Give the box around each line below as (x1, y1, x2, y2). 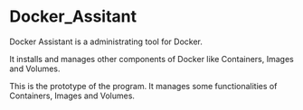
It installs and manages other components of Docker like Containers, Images (9, 53, 294, 64)
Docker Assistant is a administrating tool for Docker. (9, 36, 204, 47)
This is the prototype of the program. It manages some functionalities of (9, 80, 278, 91)
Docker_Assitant (9, 6, 137, 27)
